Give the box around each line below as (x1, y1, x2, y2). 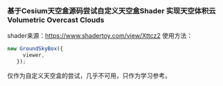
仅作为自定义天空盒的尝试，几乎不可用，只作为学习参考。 (7, 71, 171, 80)
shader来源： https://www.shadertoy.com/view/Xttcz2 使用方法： (7, 32, 193, 40)
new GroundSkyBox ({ (7, 45, 64, 52)
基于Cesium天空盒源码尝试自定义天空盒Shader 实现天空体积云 (7, 6, 216, 15)
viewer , (22, 52, 45, 59)
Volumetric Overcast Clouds (7, 15, 105, 25)
